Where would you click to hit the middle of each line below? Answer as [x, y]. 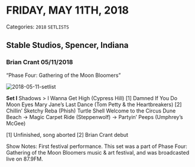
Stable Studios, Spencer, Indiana [67, 45]
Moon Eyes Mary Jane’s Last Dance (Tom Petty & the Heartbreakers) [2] [94, 104]
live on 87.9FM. [25, 159]
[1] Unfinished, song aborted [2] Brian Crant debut [67, 134]
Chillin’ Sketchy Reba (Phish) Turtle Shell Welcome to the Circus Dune [91, 111]
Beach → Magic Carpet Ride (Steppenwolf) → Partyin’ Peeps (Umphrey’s [95, 117]
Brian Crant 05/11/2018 [40, 62]
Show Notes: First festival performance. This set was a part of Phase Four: [97, 146]
